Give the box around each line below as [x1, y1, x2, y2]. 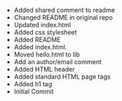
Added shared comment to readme [13, 6, 116, 14]
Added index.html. [13, 43, 67, 51]
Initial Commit [13, 87, 54, 95]
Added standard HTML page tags [13, 72, 111, 81]
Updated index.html [13, 21, 72, 29]
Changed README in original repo [13, 13, 114, 22]
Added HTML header [13, 65, 75, 73]
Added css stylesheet [13, 28, 77, 36]
